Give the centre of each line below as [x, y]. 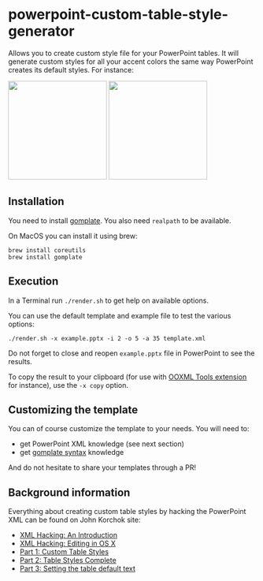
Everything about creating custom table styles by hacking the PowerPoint [127, 512]
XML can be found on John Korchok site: [74, 520]
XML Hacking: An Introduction [69, 535]
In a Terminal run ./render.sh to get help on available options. [108, 300]
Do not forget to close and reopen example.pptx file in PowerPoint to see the [131, 353]
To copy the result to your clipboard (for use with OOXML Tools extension [128, 377]
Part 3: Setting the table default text [77, 568]
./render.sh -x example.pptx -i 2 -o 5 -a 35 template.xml [107, 338]
